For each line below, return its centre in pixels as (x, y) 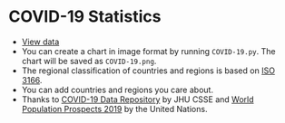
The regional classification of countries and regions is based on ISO (148, 71)
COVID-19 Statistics (85, 17)
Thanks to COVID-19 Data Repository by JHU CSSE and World (138, 99)
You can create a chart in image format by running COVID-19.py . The (148, 51)
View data (40, 42)
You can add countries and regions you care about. (118, 90)
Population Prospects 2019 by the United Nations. (114, 109)
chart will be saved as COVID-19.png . (89, 61)
